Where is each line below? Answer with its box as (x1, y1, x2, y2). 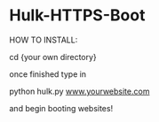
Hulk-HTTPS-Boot (9, 5, 146, 26)
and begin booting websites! (9, 103, 114, 113)
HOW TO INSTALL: (9, 34, 78, 45)
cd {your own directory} (9, 51, 98, 62)
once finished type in (9, 68, 87, 80)
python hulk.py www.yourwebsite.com (9, 86, 150, 96)
